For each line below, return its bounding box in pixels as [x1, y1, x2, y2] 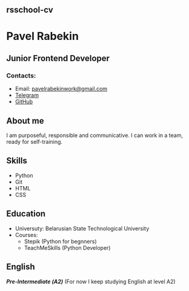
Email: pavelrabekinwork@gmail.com [15, 85, 108, 93]
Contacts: [6, 71, 36, 79]
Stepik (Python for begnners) [24, 238, 97, 245]
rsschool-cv [6, 5, 53, 15]
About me [6, 115, 44, 126]
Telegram [15, 92, 39, 99]
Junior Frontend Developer [6, 53, 110, 63]
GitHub [15, 98, 33, 105]
